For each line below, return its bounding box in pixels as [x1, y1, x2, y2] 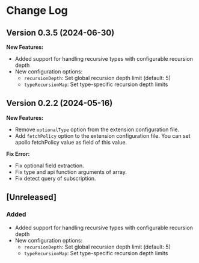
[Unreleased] [6, 192, 57, 202]
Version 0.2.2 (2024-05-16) [6, 98, 113, 108]
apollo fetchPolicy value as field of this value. [14, 138, 127, 146]
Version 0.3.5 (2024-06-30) [6, 28, 115, 38]
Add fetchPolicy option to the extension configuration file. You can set [14, 132, 191, 139]
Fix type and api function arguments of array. [14, 168, 127, 175]
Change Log [6, 4, 68, 17]
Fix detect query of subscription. [14, 175, 96, 182]
